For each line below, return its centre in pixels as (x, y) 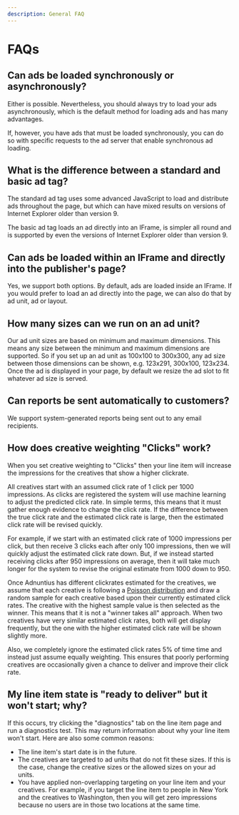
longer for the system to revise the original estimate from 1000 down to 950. (119, 568)
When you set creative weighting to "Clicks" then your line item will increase (119, 465)
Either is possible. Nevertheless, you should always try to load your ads (112, 103)
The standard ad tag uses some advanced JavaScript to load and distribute (118, 199)
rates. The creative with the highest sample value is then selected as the (113, 605)
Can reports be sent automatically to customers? (118, 401)
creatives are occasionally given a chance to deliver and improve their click (118, 665)
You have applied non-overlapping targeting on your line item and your (122, 782)
